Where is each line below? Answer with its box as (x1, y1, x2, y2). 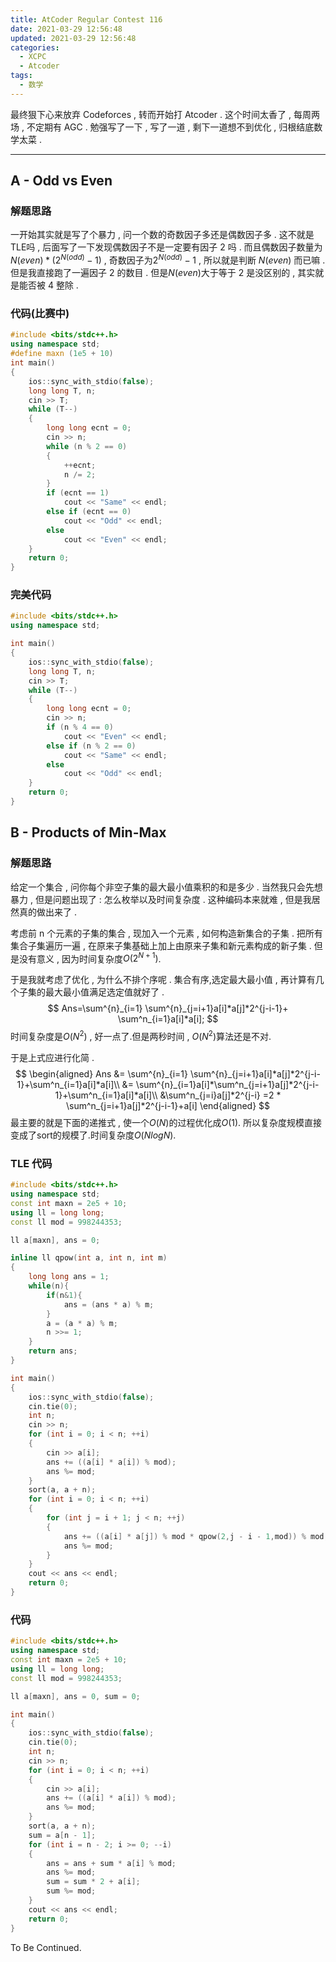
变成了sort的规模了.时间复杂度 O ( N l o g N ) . (10, 1129, 177, 1141)
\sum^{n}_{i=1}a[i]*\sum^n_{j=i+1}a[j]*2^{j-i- (135, 1078, 320, 1090)
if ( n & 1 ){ (46, 1290, 83, 1300)
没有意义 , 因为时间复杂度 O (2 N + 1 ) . (18, 951, 162, 965)
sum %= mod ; (46, 1886, 97, 1896)
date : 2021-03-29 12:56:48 (10, 24, 123, 34)
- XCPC (19, 52, 47, 62)
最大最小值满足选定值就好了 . (44, 986, 165, 998)
